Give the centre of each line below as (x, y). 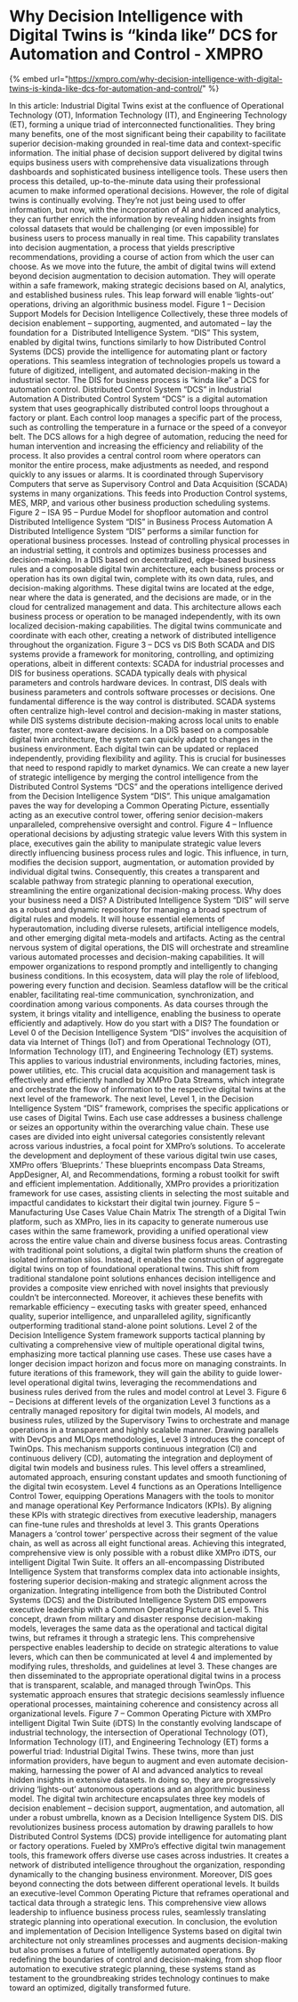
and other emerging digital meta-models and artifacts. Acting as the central (147, 937)
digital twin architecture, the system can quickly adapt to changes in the (141, 739)
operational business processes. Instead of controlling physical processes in (149, 540)
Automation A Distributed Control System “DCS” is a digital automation (139, 399)
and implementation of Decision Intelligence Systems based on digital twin (146, 1931)
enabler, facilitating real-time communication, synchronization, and (132, 994)
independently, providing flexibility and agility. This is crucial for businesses (148, 758)
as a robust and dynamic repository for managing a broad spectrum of (138, 909)
